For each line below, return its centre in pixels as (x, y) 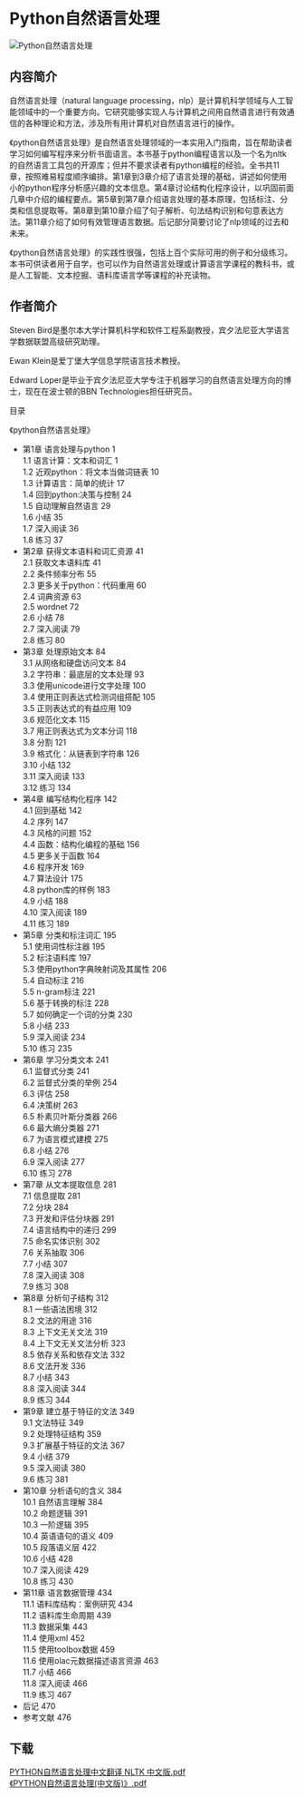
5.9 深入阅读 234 (54, 1037)
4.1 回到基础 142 (52, 810)
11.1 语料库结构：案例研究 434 (78, 1604)
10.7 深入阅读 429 (55, 1569)
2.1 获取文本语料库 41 (62, 562)
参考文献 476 (47, 1717)
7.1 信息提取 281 (52, 1196)
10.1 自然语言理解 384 (62, 1501)
